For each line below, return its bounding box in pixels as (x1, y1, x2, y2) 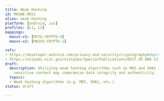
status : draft (5, 84, 34, 89)
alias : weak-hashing (5, 16, 47, 21)
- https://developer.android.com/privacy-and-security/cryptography (5, 52, 147, 57)
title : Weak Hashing (5, 7, 47, 12)
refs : (5, 47, 16, 53)
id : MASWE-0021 (5, 12, 36, 17)
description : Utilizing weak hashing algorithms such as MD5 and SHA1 (9, 66, 156, 71)
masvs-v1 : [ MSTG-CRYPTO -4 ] (9, 35, 64, 40)
